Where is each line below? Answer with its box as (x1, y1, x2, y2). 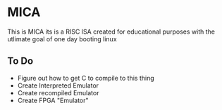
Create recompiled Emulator (17, 88, 99, 97)
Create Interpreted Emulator (17, 81, 99, 90)
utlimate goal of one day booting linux (7, 34, 118, 43)
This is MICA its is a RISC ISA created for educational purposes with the (7, 27, 216, 36)
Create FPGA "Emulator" (17, 96, 90, 104)
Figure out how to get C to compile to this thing (17, 74, 155, 82)
